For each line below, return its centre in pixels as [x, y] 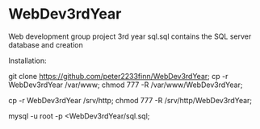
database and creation [46, 44]
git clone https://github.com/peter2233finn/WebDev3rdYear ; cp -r [118, 76]
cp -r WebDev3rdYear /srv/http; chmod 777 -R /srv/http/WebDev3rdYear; [130, 100]
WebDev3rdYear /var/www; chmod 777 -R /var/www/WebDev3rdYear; [126, 85]
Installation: [27, 60]
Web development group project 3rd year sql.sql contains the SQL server [130, 36]
